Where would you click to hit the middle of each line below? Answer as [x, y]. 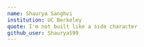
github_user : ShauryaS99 [43, 33]
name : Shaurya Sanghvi [40, 13]
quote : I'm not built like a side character [72, 26]
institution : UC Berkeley [44, 20]
